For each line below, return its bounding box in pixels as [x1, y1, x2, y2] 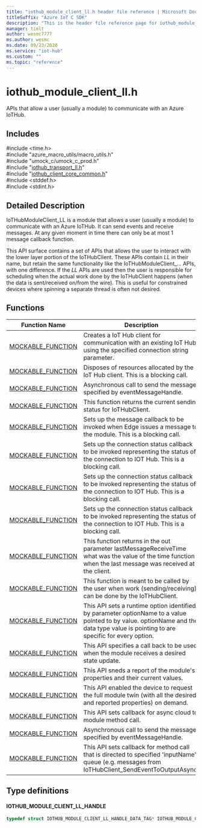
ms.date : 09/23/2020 [6, 43, 58, 49]
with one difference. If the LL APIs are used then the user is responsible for [6, 266, 192, 274]
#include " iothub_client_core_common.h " [6, 170, 108, 177]
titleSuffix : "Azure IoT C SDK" [6, 14, 87, 20]
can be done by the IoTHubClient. [83, 592, 179, 600]
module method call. [83, 716, 141, 724]
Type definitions [6, 786, 69, 796]
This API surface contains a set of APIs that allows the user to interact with [6, 247, 191, 254]
